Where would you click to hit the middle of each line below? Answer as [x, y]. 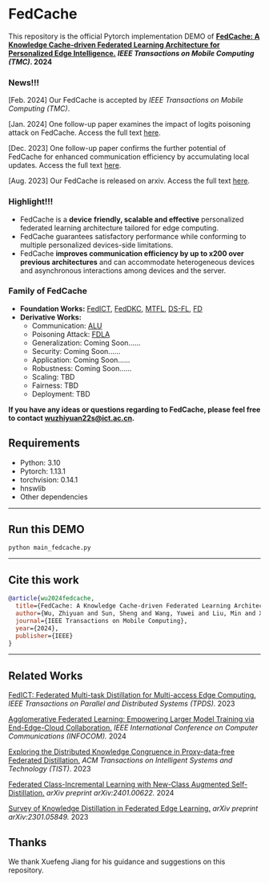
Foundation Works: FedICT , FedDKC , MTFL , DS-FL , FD [111, 308]
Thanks [28, 842]
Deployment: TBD [61, 393]
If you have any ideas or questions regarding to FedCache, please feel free [134, 409]
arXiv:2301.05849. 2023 [48, 817]
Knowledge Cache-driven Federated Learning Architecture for [114, 44]
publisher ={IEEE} [44, 636]
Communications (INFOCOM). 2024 [67, 736]
